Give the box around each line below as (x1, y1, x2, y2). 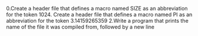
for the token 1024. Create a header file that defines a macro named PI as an (6, 11, 193, 18)
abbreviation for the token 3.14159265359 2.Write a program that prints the (6, 17, 189, 24)
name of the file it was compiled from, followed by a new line (6, 23, 155, 30)
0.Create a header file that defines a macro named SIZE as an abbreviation (6, 5, 188, 12)
